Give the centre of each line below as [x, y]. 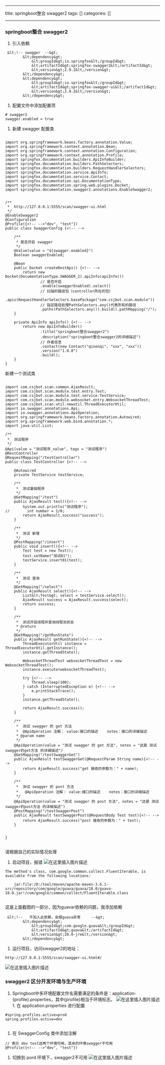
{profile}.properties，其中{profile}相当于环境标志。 [64, 999]
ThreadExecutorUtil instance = [55, 644]
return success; [39, 604]
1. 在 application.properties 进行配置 [48, 1006]
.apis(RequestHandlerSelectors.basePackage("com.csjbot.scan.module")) [80, 300]
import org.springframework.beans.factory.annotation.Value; [69, 142]
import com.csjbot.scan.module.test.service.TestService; [66, 396]
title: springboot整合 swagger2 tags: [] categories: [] [58, 13]
